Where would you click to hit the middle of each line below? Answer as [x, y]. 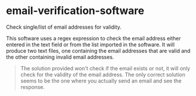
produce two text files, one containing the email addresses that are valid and [98, 50]
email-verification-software [75, 11]
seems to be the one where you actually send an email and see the [101, 81]
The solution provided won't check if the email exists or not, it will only [105, 68]
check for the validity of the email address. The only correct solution [103, 74]
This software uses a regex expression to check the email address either [94, 38]
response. [32, 87]
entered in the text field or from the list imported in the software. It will [90, 44]
